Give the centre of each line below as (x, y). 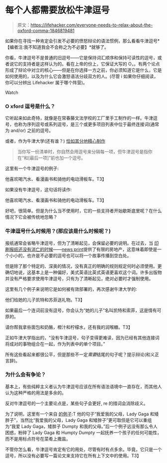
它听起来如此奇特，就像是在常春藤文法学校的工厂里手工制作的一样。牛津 (79, 118)
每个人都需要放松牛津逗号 (58, 10)
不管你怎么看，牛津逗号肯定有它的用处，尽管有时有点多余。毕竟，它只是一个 (83, 449)
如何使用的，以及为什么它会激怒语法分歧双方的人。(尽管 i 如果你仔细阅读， (82, 76)
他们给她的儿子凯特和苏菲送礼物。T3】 (45, 300)
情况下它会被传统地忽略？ (31, 217)
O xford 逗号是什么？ (30, 106)
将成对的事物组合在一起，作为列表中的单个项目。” (55, 344)
